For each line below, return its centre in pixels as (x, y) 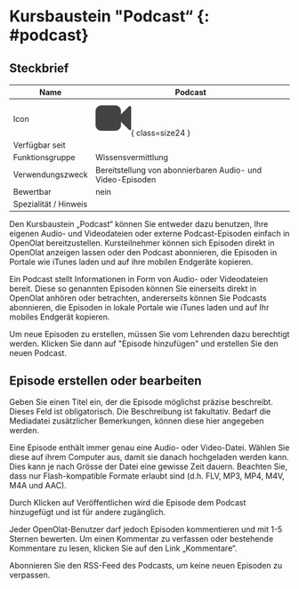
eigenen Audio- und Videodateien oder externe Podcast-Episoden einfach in (149, 233)
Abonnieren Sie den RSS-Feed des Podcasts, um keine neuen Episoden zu (146, 566)
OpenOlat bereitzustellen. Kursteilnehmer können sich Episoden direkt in (142, 243)
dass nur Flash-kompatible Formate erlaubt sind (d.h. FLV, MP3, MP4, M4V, (147, 476)
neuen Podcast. (38, 352)
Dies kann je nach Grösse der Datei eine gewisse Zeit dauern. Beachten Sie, (149, 467)
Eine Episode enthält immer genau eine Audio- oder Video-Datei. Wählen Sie (149, 448)
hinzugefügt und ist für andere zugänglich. (88, 512)
